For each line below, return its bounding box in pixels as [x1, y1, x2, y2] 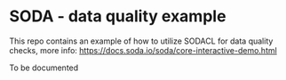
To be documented [9, 62, 79, 73]
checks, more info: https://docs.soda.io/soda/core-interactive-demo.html [9, 44, 277, 55]
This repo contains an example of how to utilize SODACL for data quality [9, 36, 274, 46]
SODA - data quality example [9, 6, 226, 27]
